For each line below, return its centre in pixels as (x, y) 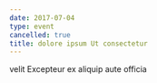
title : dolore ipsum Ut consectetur (78, 43)
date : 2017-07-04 (42, 18)
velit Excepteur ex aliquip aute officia (78, 69)
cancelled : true (40, 35)
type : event (32, 26)
